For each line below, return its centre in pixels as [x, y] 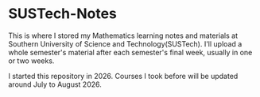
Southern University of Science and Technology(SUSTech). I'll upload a [125, 43]
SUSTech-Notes [62, 14]
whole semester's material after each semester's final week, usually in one [130, 52]
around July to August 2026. [55, 84]
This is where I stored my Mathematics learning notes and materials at [123, 35]
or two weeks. [31, 61]
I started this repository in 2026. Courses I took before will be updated [123, 76]
